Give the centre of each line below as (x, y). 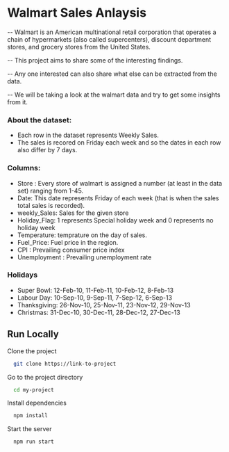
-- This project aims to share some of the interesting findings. (95, 60)
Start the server (29, 429)
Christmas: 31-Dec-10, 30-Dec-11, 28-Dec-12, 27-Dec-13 (99, 312)
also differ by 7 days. (47, 150)
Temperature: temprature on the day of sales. (82, 235)
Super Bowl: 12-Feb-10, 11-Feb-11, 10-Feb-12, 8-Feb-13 (95, 290)
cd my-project (34, 390)
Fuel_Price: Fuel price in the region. (68, 242)
